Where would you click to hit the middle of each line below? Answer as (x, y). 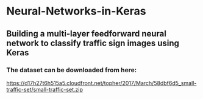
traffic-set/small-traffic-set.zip (45, 89)
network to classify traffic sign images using (93, 43)
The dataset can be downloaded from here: (72, 70)
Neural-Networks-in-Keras (76, 11)
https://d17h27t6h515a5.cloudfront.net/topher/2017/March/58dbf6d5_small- (101, 83)
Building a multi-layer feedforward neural (86, 34)
